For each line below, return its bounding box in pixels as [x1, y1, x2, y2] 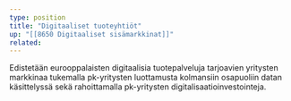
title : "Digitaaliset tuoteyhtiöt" [9, 21, 142, 30]
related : [9, 38, 42, 47]
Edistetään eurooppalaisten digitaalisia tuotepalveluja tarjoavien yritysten [9, 63, 279, 73]
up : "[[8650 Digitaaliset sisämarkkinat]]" [9, 29, 175, 38]
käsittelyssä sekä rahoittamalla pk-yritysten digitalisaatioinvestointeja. [9, 81, 267, 92]
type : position [9, 13, 66, 22]
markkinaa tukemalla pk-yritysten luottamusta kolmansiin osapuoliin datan [9, 72, 282, 83]
